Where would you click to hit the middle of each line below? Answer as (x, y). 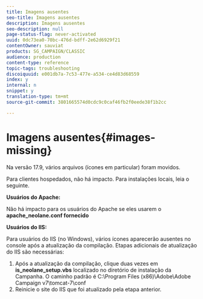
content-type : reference (38, 62)
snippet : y (20, 91)
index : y (17, 79)
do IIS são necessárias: (35, 252)
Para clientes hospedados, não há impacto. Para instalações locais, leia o (98, 179)
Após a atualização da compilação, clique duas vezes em (87, 263)
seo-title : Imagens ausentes (43, 18)
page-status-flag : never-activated (51, 35)
